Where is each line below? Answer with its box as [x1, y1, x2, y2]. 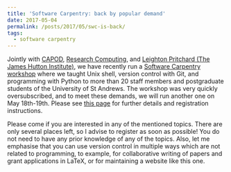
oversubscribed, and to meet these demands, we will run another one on [7, 92, 215, 101]
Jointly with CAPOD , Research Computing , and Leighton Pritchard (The [7, 55, 210, 63]
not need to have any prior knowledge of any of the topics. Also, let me [7, 135, 210, 143]
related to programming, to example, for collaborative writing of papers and [7, 150, 223, 158]
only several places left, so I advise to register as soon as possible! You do [7, 128, 220, 136]
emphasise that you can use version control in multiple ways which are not [7, 142, 221, 150]
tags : [7, 29, 23, 37]
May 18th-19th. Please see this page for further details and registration [7, 99, 209, 108]
